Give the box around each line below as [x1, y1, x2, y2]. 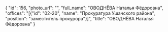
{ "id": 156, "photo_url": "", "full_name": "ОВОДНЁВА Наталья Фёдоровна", [5, 5, 163, 11]
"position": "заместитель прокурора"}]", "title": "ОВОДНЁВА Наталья [5, 16, 154, 21]
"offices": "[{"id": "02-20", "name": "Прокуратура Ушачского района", [5, 10, 156, 16]
